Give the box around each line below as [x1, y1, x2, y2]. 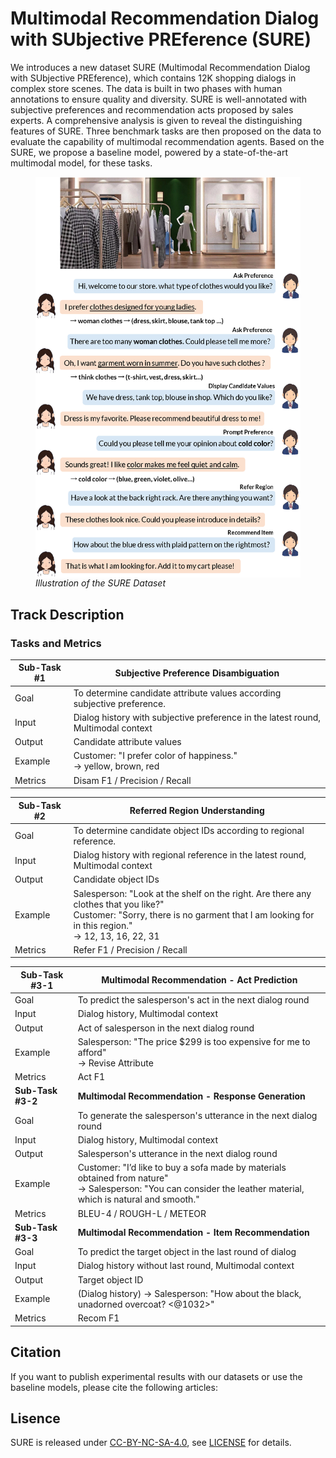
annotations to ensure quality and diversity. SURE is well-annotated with [10, 93, 308, 105]
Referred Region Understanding [129, 805, 265, 817]
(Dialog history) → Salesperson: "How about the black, [77, 1287, 302, 1299]
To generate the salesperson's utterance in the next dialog [77, 1109, 318, 1121]
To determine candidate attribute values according [73, 687, 282, 699]
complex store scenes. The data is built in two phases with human [10, 82, 283, 94]
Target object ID [77, 1273, 144, 1286]
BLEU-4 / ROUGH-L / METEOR [77, 1207, 207, 1219]
